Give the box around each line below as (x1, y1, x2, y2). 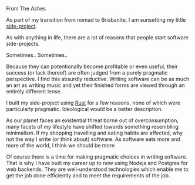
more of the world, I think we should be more (6, 142, 115, 149)
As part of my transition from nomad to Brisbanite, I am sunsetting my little (6, 16, 186, 23)
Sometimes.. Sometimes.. (6, 52, 68, 58)
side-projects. (6, 41, 40, 47)
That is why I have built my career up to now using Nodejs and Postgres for (6, 160, 188, 166)
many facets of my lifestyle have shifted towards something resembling (6, 123, 179, 130)
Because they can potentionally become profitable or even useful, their (6, 63, 178, 70)
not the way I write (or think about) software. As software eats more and (6, 136, 180, 143)
